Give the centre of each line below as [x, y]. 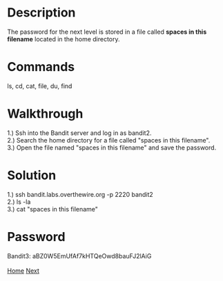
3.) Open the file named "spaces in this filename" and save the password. [112, 147]
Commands [41, 67]
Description [41, 13]
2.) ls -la [19, 202]
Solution [32, 175]
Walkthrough [45, 114]
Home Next [23, 271]
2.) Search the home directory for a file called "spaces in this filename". [109, 140]
